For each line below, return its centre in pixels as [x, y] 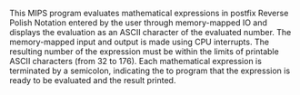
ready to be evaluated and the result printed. [93, 80]
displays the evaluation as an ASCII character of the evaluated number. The [150, 32]
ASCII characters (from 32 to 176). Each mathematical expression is [135, 61]
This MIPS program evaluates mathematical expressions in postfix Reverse [149, 13]
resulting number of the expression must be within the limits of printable [144, 52]
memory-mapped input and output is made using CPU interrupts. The [140, 42]
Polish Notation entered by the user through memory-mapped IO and [139, 23]
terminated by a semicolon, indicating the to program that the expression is [150, 71]
